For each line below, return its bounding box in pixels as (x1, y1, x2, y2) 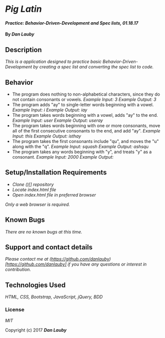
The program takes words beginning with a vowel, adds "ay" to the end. (12, 112, 158, 118)
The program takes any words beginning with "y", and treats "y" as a (12, 149, 152, 155)
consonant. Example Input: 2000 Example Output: (12, 154, 114, 160)
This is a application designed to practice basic (5, 59, 102, 65)
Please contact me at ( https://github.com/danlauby (5, 256, 110, 262)
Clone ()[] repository (12, 181, 54, 187)
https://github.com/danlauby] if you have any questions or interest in (6, 261, 147, 267)
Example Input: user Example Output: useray (12, 117, 103, 123)
